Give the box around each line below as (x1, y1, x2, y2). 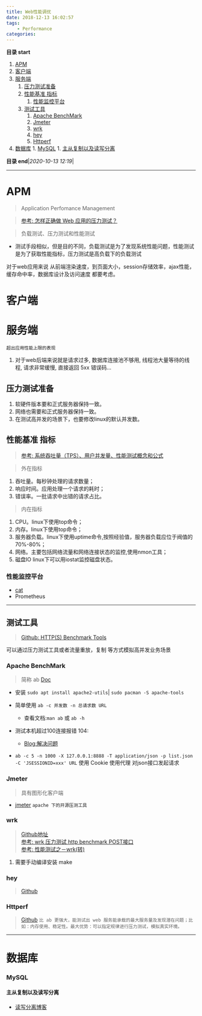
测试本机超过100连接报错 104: (14, 727, 89, 735)
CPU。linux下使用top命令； (14, 518, 83, 525)
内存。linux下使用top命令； (14, 525, 83, 533)
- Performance (17, 25, 52, 32)
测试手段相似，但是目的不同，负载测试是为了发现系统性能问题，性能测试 (14, 243, 194, 250)
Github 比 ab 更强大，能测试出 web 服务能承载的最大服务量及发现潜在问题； (20, 916, 189, 923)
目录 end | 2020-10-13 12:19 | (6, 158, 74, 165)
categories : (6, 31, 36, 37)
